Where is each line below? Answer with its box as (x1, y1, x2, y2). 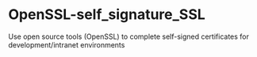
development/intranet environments (8, 40, 125, 49)
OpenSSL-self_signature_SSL (8, 6, 206, 24)
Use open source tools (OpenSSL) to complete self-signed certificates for (8, 32, 250, 41)
